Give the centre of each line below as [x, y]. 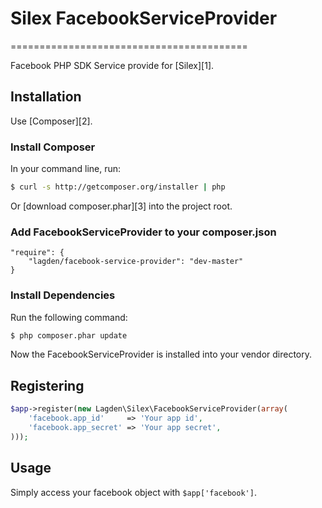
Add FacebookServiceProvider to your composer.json [143, 232]
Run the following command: [69, 317]
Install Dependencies [63, 295]
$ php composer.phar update [69, 335]
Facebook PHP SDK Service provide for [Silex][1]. [112, 65]
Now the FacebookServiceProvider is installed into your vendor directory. [161, 354]
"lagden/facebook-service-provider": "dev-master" [136, 262]
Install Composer [53, 147]
